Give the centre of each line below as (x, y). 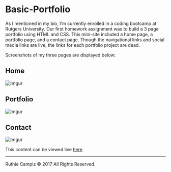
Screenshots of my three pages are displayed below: (61, 55)
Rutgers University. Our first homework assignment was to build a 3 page (82, 28)
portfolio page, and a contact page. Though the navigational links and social (85, 40)
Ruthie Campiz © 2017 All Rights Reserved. (50, 164)
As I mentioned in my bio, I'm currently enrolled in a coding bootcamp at (81, 23)
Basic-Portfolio (38, 9)
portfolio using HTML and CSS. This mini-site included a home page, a (79, 34)
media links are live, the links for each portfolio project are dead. (73, 45)
